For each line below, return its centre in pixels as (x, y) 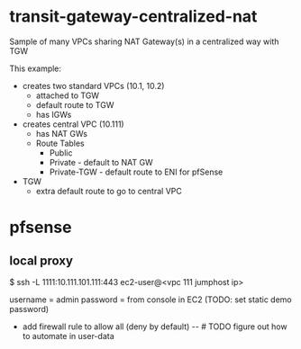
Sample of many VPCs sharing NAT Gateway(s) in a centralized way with (144, 41)
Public (61, 152)
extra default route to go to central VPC (109, 191)
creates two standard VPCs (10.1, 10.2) (93, 85)
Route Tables (60, 143)
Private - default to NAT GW (101, 162)
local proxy (41, 260)
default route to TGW (75, 104)
